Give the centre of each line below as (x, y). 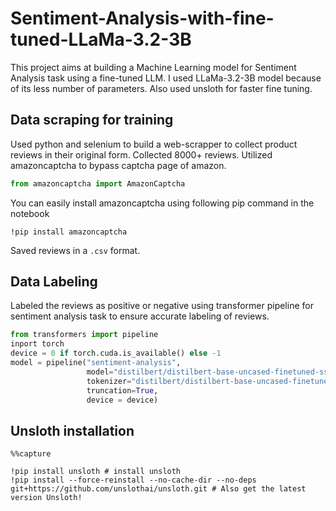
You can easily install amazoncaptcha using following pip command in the (162, 203)
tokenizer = (109, 381)
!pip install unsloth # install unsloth (96, 472)
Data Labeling (54, 282)
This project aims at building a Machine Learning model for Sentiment (153, 67)
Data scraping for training (92, 120)
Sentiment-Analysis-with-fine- (142, 18)
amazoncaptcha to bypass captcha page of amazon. (118, 165)
